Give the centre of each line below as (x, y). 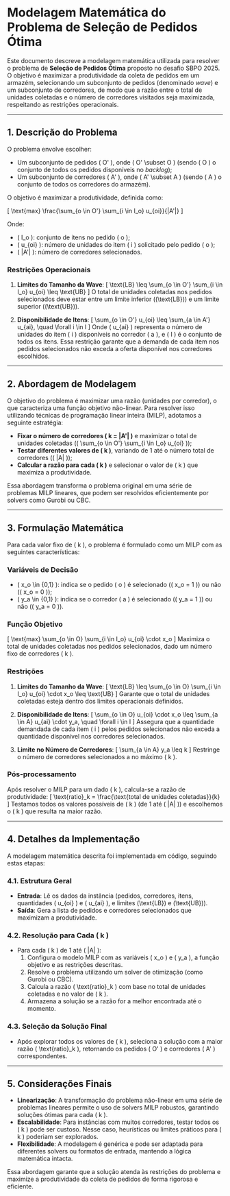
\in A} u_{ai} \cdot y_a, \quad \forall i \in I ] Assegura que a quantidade (115, 721)
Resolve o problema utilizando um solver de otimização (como (115, 972)
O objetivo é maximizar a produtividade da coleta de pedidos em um (103, 75)
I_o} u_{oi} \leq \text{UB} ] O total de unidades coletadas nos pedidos (114, 292)
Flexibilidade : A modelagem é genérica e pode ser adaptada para (110, 1144)
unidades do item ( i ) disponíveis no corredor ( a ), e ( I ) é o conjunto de (119, 335)
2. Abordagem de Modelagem (72, 384)
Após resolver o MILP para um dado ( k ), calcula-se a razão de (97, 789)
